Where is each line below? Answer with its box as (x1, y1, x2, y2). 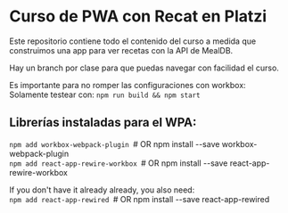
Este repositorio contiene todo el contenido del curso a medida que (9, 36, 257, 46)
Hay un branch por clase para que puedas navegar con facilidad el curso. (9, 62, 279, 73)
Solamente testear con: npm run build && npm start (9, 89, 201, 100)
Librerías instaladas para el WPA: (9, 115, 197, 130)
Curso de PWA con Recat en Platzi (9, 6, 267, 27)
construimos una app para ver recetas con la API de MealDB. (9, 45, 234, 55)
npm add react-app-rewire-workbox (9, 159, 138, 168)
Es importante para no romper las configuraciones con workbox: (9, 79, 247, 90)
